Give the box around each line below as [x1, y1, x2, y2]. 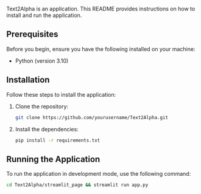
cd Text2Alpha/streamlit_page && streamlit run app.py [6, 182, 149, 188]
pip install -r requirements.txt [15, 137, 100, 144]
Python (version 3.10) [15, 57, 69, 64]
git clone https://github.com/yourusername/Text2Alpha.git [15, 114, 169, 120]
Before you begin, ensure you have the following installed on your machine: [6, 45, 196, 52]
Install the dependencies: [15, 125, 79, 133]
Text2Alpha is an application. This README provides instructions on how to [6, 5, 196, 12]
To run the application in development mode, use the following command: [6, 170, 191, 178]
